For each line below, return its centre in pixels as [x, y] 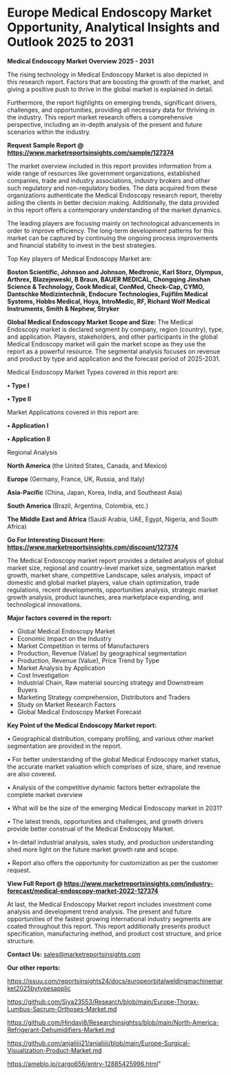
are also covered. [32, 773]
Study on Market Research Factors [66, 704]
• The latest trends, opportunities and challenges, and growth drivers [105, 821]
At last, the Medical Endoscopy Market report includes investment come [110, 904]
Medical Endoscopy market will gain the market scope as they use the [107, 344]
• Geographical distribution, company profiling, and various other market [111, 738]
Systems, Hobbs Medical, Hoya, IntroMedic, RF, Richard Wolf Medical [109, 301]
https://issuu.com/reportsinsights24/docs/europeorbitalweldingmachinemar [115, 980]
